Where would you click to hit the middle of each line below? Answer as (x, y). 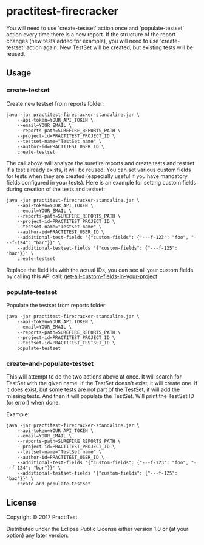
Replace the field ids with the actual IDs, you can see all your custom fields (100, 270)
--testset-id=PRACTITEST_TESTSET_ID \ (66, 343)
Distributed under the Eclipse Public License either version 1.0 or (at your (97, 529)
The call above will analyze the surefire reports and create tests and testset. (101, 163)
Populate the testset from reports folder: (57, 305)
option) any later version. (37, 535)
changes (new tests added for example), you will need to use (83, 41)
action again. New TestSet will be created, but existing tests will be (110, 47)
